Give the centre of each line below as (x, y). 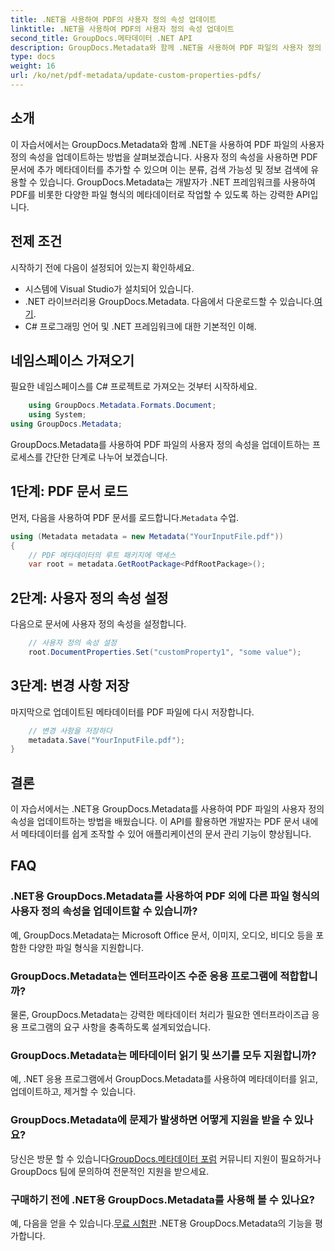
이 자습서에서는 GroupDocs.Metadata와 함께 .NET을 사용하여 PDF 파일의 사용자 (167, 144)
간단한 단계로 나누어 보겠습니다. (106, 457)
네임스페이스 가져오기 (72, 360)
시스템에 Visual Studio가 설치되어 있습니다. (109, 288)
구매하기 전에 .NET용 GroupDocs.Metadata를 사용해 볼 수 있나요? (162, 1199)
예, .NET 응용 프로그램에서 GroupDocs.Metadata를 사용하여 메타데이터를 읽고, (164, 1079)
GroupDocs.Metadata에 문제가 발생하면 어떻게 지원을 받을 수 (151, 1120)
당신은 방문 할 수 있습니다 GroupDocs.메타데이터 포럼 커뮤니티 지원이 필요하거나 (166, 1158)
